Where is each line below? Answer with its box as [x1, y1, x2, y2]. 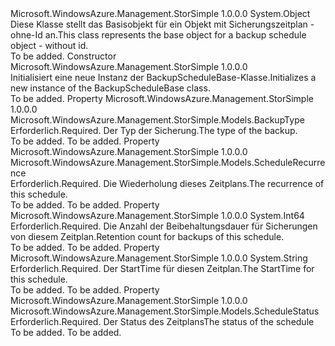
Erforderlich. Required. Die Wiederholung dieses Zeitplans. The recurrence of [10, 178, 325, 189]
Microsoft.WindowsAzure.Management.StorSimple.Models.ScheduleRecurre [10, 157, 326, 168]
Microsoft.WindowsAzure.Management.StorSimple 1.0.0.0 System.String [10, 252, 308, 264]
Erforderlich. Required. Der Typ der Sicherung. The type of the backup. [10, 125, 298, 136]
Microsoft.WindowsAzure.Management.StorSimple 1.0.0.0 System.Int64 [10, 210, 305, 221]
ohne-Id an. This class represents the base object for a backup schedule [10, 29, 307, 41]
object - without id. [10, 40, 89, 51]
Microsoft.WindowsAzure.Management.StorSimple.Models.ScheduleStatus [10, 305, 320, 317]
